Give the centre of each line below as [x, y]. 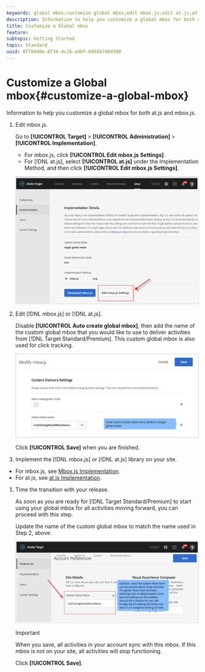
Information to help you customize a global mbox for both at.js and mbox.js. [101, 113]
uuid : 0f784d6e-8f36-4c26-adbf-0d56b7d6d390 [64, 52]
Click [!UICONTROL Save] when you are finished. [77, 448]
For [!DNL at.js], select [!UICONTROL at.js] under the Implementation [111, 161]
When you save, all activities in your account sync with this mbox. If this [106, 645]
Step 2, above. [33, 533]
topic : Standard [27, 45]
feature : [17, 32]
